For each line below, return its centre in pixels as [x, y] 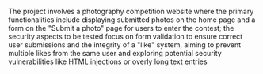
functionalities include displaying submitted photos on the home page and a [132, 20]
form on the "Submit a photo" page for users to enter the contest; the [121, 28]
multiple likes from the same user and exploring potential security [115, 53]
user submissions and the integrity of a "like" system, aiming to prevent [125, 45]
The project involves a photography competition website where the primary [131, 11]
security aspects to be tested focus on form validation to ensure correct [126, 36]
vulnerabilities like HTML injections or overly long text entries [108, 61]
